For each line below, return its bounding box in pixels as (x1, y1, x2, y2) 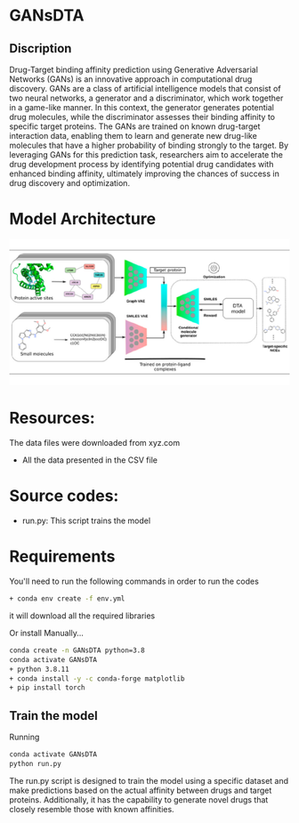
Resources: (9, 408, 95, 428)
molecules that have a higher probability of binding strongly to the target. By (9, 140, 289, 150)
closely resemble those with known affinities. (9, 803, 175, 814)
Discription (9, 41, 72, 56)
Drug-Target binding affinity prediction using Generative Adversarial (9, 64, 258, 75)
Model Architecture (9, 209, 157, 230)
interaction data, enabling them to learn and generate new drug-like (9, 131, 258, 141)
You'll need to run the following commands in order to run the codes (9, 576, 260, 587)
